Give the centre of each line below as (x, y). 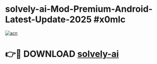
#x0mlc (110, 19)
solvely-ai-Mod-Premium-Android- (79, 9)
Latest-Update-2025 (49, 19)
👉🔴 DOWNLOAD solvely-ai (62, 54)
